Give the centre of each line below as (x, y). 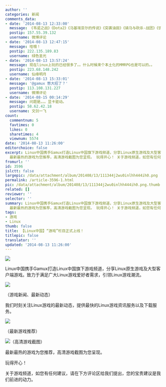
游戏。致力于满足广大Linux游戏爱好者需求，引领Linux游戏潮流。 (79, 275)
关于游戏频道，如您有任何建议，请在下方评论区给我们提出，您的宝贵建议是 (81, 373)
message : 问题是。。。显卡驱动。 (38, 102)
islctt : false (20, 171)
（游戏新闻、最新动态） (29, 295)
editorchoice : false (26, 148)
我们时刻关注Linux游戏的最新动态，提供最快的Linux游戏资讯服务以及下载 (79, 305)
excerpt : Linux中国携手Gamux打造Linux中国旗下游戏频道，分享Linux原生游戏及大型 (82, 153)
